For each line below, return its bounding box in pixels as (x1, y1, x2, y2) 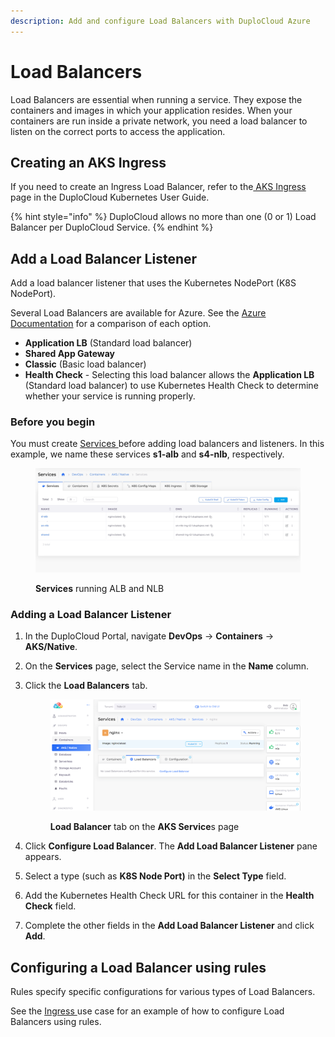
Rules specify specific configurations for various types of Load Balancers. (10, 986, 316, 998)
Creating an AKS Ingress (10, 154, 167, 171)
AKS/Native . (24, 641, 78, 653)
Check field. (24, 900, 77, 912)
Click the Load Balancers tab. (24, 680, 148, 692)
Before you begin (10, 415, 96, 429)
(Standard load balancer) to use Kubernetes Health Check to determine (24, 380, 319, 392)
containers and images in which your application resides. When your (10, 104, 293, 116)
